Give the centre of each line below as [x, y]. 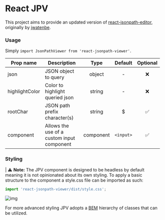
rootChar [18, 112]
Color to [54, 85]
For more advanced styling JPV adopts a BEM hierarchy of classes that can [82, 208]
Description [62, 63]
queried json [59, 98]
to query [55, 78]
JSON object [60, 71]
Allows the [57, 126]
